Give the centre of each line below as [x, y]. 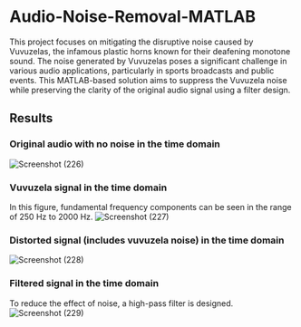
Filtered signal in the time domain [84, 284]
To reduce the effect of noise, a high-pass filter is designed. [121, 303]
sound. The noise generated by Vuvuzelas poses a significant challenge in [148, 61]
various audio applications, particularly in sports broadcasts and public [142, 71]
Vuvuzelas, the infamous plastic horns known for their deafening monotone [150, 51]
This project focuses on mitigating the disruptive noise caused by [131, 42]
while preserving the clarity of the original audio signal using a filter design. [150, 90]
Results [31, 118]
